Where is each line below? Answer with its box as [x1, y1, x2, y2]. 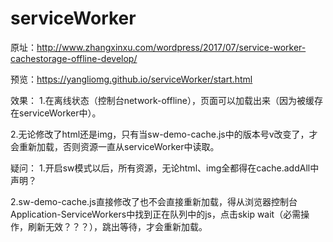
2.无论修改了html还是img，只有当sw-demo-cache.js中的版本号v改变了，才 [10, 128, 318, 140]
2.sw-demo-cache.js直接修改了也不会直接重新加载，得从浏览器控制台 [10, 195, 298, 207]
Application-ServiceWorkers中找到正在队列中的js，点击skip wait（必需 [10, 208, 302, 220]
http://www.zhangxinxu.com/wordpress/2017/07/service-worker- [36, 41, 307, 53]
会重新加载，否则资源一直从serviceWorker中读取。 [10, 140, 220, 152]
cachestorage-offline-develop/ [10, 52, 138, 64]
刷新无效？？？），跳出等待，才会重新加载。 [27, 220, 208, 232]
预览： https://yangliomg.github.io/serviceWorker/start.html [10, 73, 253, 85]
